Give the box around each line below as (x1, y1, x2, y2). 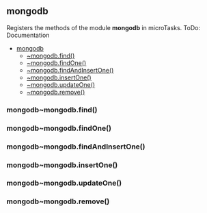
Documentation (6, 31, 50, 39)
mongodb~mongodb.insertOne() (6, 160, 118, 170)
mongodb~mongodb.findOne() (6, 123, 112, 133)
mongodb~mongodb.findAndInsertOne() (6, 142, 146, 151)
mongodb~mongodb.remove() (6, 197, 110, 206)
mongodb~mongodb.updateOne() (6, 178, 122, 188)
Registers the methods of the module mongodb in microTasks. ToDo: (6, 23, 201, 32)
